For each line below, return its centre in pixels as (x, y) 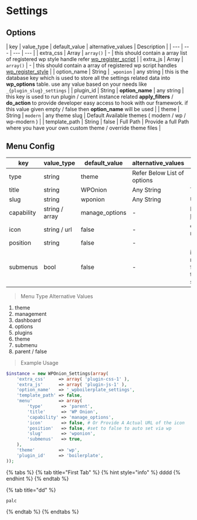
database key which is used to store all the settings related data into (88, 78)
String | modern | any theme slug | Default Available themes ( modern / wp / (96, 115)
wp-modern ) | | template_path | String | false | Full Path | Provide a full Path (98, 121)
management (30, 314)
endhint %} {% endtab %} (38, 478)
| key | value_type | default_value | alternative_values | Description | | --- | (95, 46)
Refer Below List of (158, 173)
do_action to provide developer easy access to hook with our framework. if (97, 103)
